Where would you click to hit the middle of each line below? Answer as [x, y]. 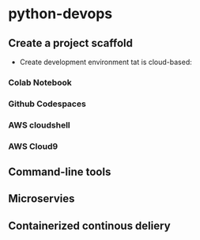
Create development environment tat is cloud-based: [106, 62]
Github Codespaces [47, 104]
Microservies [42, 199]
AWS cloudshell [40, 125]
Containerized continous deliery [90, 225]
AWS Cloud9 [33, 146]
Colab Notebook [40, 82]
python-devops [60, 14]
